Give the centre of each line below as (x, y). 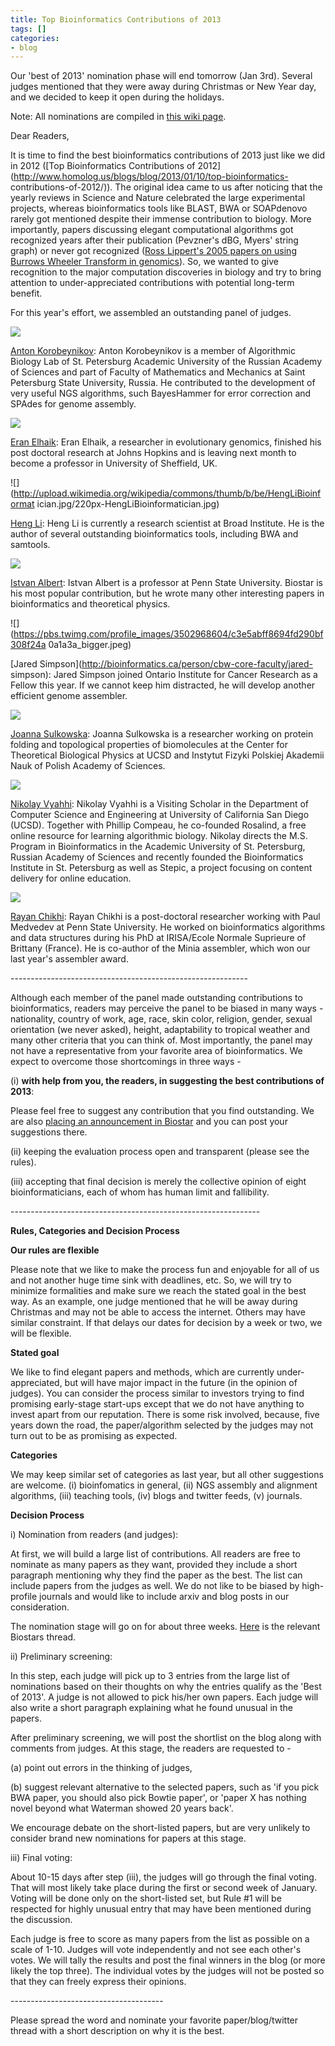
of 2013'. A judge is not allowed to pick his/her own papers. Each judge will (164, 1697)
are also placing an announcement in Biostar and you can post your (149, 1122)
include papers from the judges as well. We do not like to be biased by (155, 1586)
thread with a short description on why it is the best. (117, 2031)
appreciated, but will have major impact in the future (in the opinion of (154, 1383)
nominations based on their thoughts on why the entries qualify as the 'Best (166, 1687)
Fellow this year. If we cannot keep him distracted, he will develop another (163, 685)
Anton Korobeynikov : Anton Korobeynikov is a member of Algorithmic (153, 351)
